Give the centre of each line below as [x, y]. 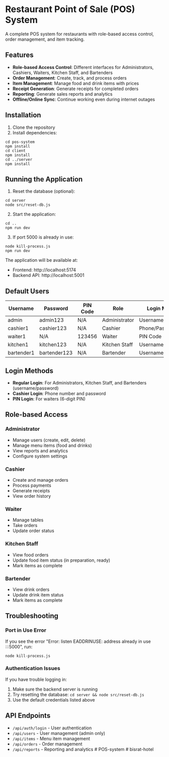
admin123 [52, 320]
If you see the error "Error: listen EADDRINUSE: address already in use [78, 641]
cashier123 [53, 328]
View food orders [30, 555]
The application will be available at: [41, 260]
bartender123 [56, 353]
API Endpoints [28, 716]
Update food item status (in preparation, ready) [61, 560]
